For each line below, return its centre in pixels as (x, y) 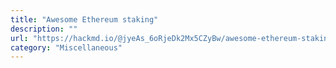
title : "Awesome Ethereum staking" (84, 19)
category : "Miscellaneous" (66, 47)
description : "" (44, 29)
